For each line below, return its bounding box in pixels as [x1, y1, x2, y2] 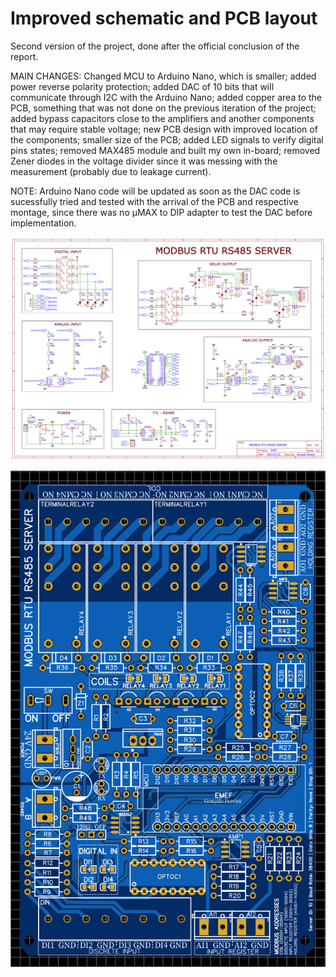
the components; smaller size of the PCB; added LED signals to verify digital [10, 133, 324, 146]
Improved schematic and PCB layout [10, 7, 318, 30]
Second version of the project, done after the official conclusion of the [10, 40, 300, 52]
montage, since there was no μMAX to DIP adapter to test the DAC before [10, 206, 313, 218]
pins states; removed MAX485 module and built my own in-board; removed [10, 144, 321, 156]
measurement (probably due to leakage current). [10, 165, 212, 177]
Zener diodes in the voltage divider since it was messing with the [10, 155, 278, 167]
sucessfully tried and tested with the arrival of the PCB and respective [10, 195, 299, 207]
